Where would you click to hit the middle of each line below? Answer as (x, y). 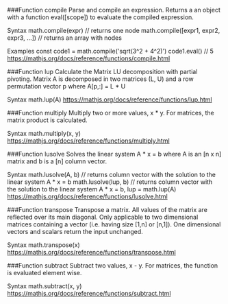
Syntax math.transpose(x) (43, 245)
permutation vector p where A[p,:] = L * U (66, 86)
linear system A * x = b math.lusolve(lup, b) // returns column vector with (110, 182)
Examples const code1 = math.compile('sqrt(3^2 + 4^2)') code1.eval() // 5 (111, 51)
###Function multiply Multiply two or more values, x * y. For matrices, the (111, 113)
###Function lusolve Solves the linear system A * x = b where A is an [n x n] (114, 154)
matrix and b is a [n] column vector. (57, 161)
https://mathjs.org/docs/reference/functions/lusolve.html (87, 196)
